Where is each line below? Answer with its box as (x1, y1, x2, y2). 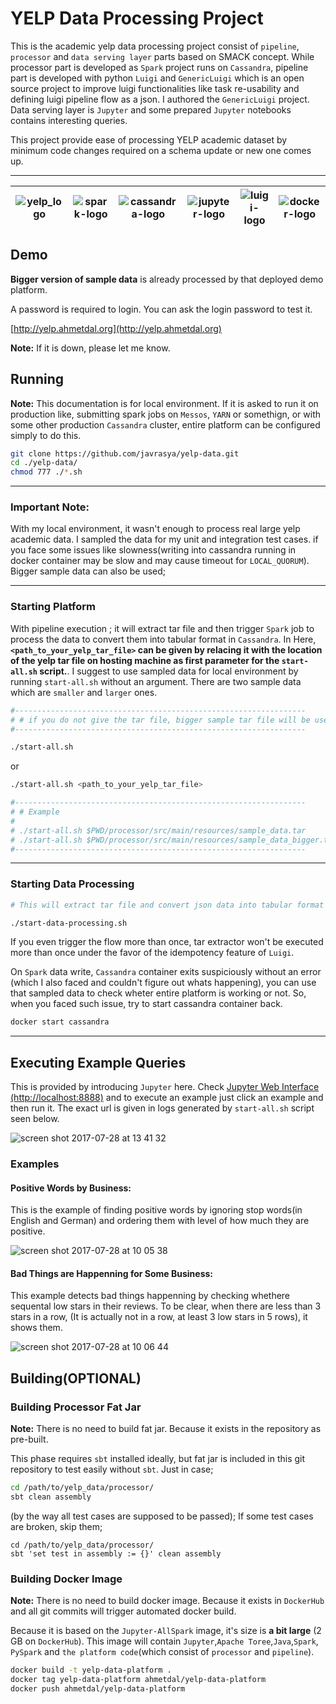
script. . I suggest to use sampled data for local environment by (39, 665, 299, 677)
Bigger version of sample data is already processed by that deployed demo (10, 273, 324, 285)
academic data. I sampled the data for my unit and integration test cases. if (10, 533, 319, 546)
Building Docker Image (10, 1572, 123, 1586)
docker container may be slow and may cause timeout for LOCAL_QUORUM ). (10, 555, 310, 567)
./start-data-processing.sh (10, 918, 128, 928)
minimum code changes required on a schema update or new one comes (10, 144, 312, 156)
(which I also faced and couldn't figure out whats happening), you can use (10, 977, 317, 989)
